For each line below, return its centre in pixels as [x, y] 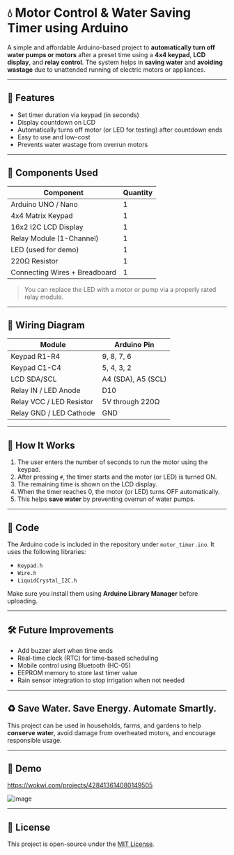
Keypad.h [30, 566]
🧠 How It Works [41, 445]
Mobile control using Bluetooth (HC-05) [74, 665]
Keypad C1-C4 [36, 368]
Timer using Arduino [68, 28]
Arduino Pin [134, 345]
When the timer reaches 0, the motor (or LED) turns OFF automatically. [119, 492]
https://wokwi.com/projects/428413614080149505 [80, 785]
